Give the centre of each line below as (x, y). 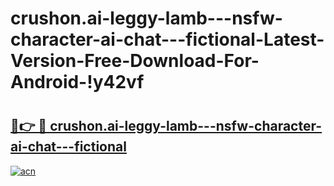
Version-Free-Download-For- (135, 61)
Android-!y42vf (77, 82)
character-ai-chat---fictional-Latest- (167, 39)
